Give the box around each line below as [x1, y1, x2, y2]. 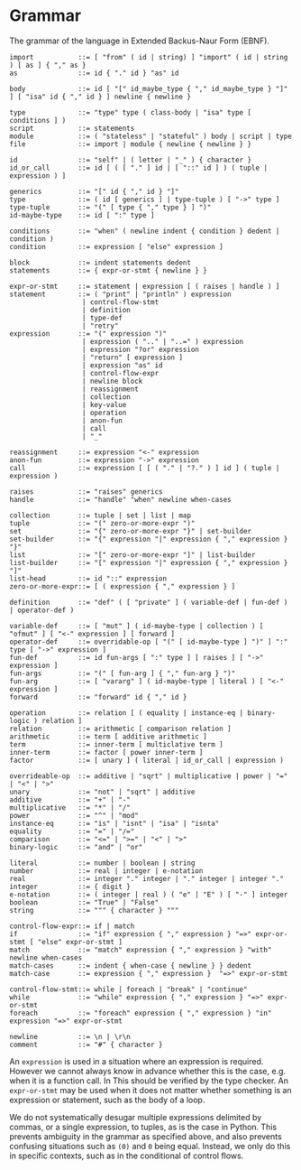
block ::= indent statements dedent [9, 258, 192, 267]
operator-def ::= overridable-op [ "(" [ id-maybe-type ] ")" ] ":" [9, 637, 288, 646]
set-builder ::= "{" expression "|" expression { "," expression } [9, 534, 288, 543]
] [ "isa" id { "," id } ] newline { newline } [9, 92, 192, 101]
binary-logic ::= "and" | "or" [9, 842, 143, 851]
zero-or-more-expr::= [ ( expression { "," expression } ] [9, 581, 236, 591]
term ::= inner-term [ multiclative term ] [9, 739, 223, 749]
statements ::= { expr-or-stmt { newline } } [9, 265, 207, 275]
